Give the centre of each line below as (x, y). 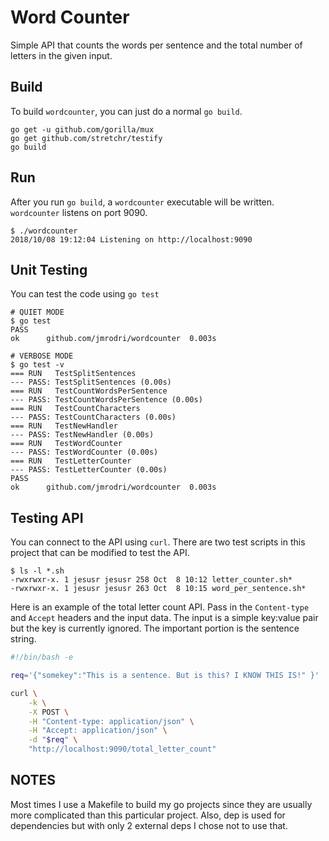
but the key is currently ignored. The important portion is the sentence (155, 628)
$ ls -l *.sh (37, 571)
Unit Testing (49, 269)
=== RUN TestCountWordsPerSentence (89, 391)
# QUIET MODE (37, 312)
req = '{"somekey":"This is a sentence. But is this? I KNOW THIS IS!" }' (165, 676)
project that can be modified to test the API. (100, 553)
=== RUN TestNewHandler (64, 426)
